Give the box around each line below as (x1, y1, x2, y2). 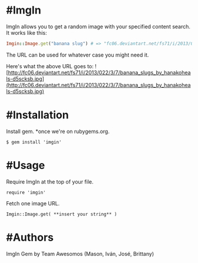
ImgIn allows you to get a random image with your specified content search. (6, 23, 190, 30)
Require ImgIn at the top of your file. (6, 178, 94, 185)
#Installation (6, 108, 69, 121)
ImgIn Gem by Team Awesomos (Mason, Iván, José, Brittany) (6, 250, 154, 257)
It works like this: (6, 29, 47, 36)
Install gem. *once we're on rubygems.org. (6, 128, 110, 135)
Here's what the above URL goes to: (6, 62, 94, 69)
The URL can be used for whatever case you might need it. (6, 51, 149, 58)
